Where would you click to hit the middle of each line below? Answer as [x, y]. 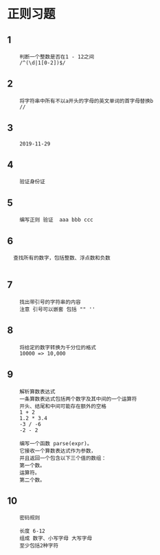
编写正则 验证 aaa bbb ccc [57, 220]
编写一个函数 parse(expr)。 [56, 443]
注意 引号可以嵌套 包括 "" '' [57, 309]
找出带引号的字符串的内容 [50, 302]
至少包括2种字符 [39, 546]
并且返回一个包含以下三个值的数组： [63, 458]
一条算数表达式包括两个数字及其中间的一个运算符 [78, 399]
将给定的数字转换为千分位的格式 [58, 347]
